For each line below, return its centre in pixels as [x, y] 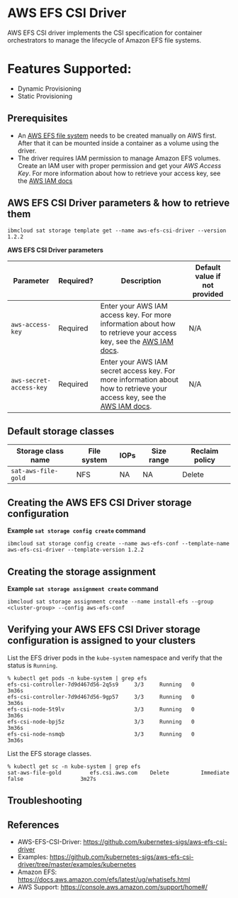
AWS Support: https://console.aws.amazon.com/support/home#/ [112, 887]
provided [208, 294]
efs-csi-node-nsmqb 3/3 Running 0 [101, 734]
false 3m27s [52, 779]
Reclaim [205, 451]
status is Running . [33, 665]
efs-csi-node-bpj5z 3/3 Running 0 [101, 721]
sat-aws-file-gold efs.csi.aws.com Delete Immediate [119, 772]
